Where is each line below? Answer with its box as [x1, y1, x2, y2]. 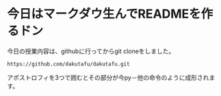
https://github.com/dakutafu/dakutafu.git [7, 61, 130, 67]
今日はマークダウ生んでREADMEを [7, 6, 202, 22]
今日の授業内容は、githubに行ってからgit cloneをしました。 [7, 47, 175, 55]
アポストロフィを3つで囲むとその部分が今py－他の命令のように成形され [7, 73, 210, 82]
